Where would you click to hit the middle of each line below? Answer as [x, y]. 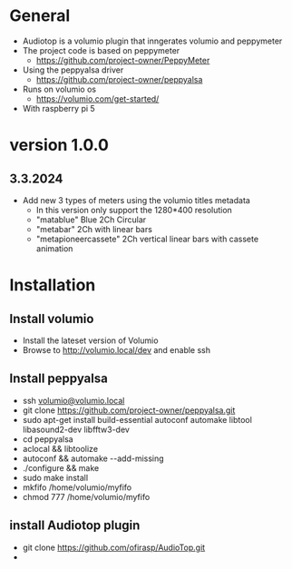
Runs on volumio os [59, 89]
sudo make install [55, 477]
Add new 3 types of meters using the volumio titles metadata [136, 200]
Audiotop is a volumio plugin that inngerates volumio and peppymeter [152, 41]
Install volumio [52, 319]
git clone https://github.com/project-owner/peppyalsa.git [129, 410]
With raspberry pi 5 [58, 108]
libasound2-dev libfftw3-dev [76, 429]
